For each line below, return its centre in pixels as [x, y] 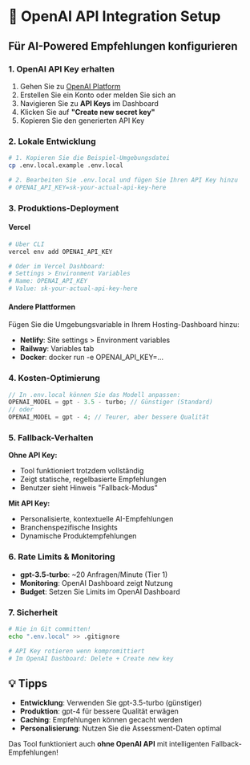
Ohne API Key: [33, 455]
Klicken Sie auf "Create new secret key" [87, 112]
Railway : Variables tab [57, 349]
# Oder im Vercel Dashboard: [57, 266]
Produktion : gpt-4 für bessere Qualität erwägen [99, 711]
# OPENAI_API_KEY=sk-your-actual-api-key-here [87, 187]
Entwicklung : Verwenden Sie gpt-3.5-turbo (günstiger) [111, 703]
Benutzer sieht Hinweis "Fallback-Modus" [89, 488]
